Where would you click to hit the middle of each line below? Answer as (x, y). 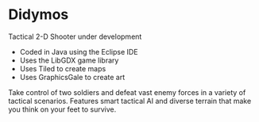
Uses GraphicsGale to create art (72, 77)
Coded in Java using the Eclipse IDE (79, 51)
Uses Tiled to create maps (63, 68)
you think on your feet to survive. (62, 109)
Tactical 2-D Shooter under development (75, 36)
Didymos (39, 15)
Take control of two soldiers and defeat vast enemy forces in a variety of (127, 92)
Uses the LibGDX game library (69, 60)
